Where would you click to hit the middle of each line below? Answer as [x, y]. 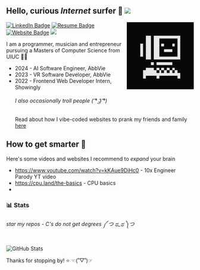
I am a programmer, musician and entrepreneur [64, 44]
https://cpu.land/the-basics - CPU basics [65, 183]
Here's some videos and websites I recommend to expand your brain [91, 159]
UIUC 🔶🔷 [17, 57]
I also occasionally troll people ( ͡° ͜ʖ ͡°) [61, 101]
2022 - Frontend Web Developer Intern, [63, 80]
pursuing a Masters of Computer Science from [63, 50]
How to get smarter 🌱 [46, 145]
